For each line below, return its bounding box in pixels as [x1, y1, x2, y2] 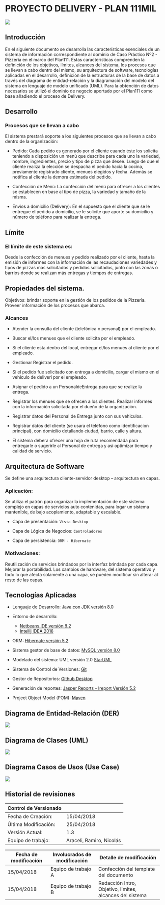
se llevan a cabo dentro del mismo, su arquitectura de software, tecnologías [5, 67, 159, 73]
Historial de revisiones [5, 790, 75, 798]
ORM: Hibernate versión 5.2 [12, 638, 69, 644]
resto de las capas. [5, 577, 44, 583]
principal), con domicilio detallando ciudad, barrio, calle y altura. [12, 428, 142, 434]
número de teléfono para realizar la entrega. [12, 214, 102, 220]
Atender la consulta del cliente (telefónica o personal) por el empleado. [12, 326, 156, 332]
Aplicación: [5, 487, 33, 494]
